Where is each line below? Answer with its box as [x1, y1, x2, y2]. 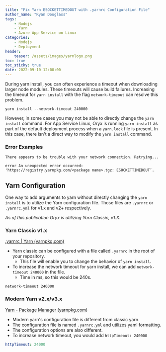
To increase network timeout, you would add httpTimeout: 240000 [12, 332, 148, 338]
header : [5, 49, 21, 54]
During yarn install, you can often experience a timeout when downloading [5, 81, 158, 87]
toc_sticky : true [5, 63, 41, 68]
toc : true [5, 58, 26, 63]
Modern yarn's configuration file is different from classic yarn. [12, 316, 140, 322]
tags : [5, 16, 16, 21]
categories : [5, 35, 30, 40]
